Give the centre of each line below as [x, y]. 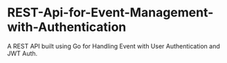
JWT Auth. [22, 53]
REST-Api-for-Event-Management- [110, 13]
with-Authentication [67, 27]
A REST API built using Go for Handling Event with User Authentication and [113, 46]
